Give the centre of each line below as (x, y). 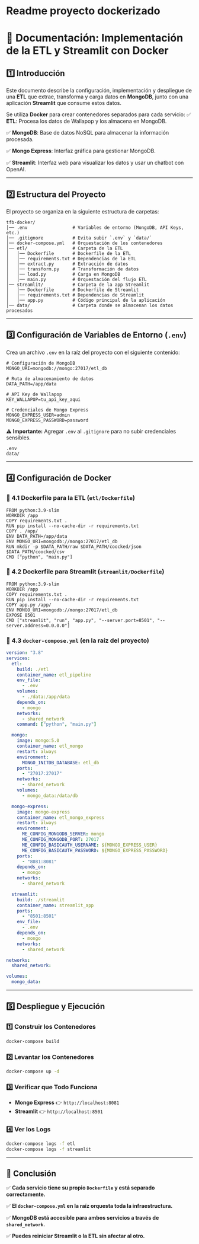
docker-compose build (33, 1041)
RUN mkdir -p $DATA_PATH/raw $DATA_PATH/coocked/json (74, 547)
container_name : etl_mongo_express (61, 817)
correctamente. (26, 1194)
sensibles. (19, 438)
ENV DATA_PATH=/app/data (37, 536)
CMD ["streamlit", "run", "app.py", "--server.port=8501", (81, 620)
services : (18, 658)
